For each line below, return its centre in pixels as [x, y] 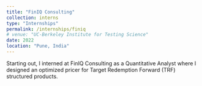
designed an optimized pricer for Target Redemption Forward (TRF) [91, 70]
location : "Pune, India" [38, 46]
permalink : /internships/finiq [46, 29]
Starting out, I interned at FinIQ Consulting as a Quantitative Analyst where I [101, 63]
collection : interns [33, 18]
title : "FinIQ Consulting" [41, 12]
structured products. [32, 76]
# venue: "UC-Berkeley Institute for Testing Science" [78, 35]
